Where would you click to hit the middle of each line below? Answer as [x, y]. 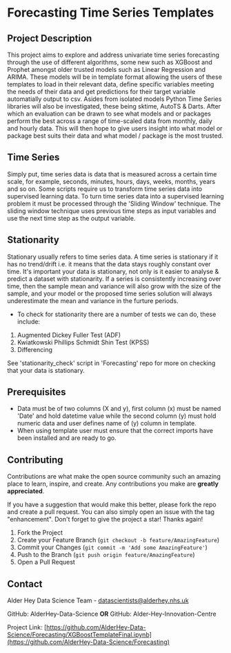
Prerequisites [37, 392]
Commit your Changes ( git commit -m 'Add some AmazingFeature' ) [112, 547]
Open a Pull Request [46, 562]
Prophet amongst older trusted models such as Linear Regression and [106, 70]
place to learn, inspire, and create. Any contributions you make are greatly [113, 484]
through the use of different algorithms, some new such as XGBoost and [110, 62]
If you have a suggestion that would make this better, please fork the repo [112, 505]
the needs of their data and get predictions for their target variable [101, 92]
